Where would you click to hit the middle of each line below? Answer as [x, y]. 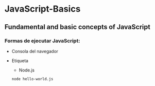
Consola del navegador [35, 51]
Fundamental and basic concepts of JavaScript [77, 27]
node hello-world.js [32, 79]
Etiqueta [20, 60]
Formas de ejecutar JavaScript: [43, 41]
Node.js [27, 70]
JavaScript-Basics [43, 9]
